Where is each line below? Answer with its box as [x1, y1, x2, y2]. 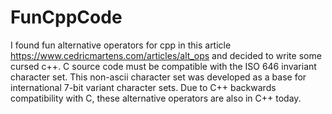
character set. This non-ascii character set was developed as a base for [10, 71, 307, 83]
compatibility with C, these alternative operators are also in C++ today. [10, 92, 302, 104]
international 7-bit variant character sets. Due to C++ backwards [10, 81, 277, 93]
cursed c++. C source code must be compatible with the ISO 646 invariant [10, 60, 317, 72]
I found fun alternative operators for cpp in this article [10, 39, 232, 51]
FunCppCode [10, 6, 123, 29]
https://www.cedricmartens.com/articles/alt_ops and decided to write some [10, 49, 322, 61]
